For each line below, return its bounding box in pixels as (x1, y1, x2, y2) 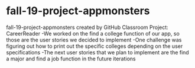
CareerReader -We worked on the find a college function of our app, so (6, 30, 180, 37)
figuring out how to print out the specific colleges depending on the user (6, 43, 183, 50)
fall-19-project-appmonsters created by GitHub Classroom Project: (6, 24, 168, 31)
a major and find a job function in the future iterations (6, 55, 136, 62)
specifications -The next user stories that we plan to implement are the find (6, 48, 189, 56)
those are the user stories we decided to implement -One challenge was (6, 36, 182, 43)
